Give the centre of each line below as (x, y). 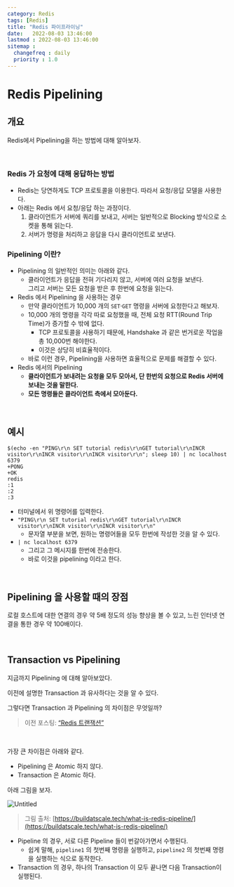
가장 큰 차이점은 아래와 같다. (46, 751)
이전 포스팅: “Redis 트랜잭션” (64, 723)
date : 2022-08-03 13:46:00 (50, 33)
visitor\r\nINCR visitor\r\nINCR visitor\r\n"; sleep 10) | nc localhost (117, 455)
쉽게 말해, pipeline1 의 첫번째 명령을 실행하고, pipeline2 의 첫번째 (119, 849)
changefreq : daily (42, 53)
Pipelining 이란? (34, 254)
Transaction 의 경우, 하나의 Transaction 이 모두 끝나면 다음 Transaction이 (119, 867)
